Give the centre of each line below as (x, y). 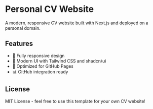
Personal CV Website (49, 9)
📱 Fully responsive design (38, 55)
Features (19, 44)
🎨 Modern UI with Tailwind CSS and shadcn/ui (59, 61)
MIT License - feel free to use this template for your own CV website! (75, 101)
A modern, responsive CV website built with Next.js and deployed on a (77, 23)
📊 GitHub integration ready (40, 72)
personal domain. (23, 28)
